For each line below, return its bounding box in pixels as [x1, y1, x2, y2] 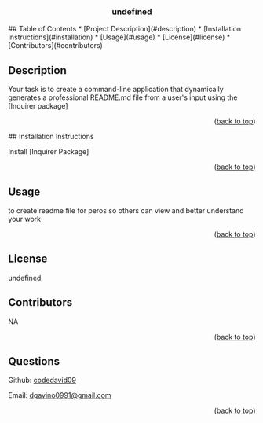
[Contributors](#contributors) [8, 41, 104, 50]
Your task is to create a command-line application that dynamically [8, 85, 224, 94]
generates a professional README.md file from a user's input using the [8, 93, 238, 102]
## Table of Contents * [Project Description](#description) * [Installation [8, 24, 242, 34]
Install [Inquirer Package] [8, 147, 89, 156]
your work [8, 214, 42, 223]
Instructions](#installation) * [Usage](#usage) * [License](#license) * [8, 32, 231, 42]
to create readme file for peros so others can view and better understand [8, 205, 245, 215]
